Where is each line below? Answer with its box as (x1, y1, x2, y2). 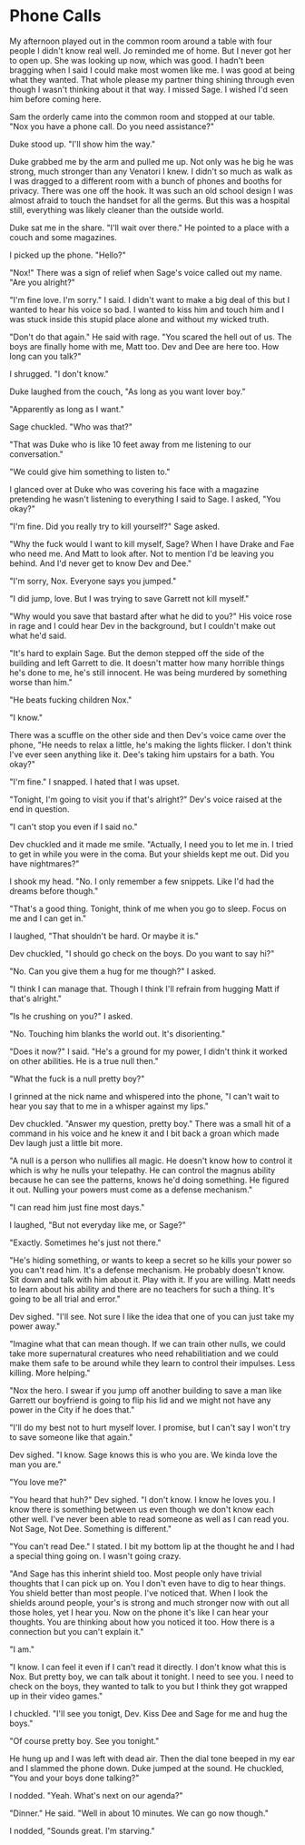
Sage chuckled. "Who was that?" (9, 421, 133, 432)
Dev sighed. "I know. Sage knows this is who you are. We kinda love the (9, 1449, 278, 1460)
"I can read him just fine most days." (9, 1201, 145, 1212)
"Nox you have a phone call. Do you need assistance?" (9, 120, 215, 132)
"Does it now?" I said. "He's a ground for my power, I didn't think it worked (9, 1046, 288, 1057)
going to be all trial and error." (9, 1293, 121, 1304)
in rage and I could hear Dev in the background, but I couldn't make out (9, 620, 276, 631)
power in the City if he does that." (9, 1404, 135, 1415)
